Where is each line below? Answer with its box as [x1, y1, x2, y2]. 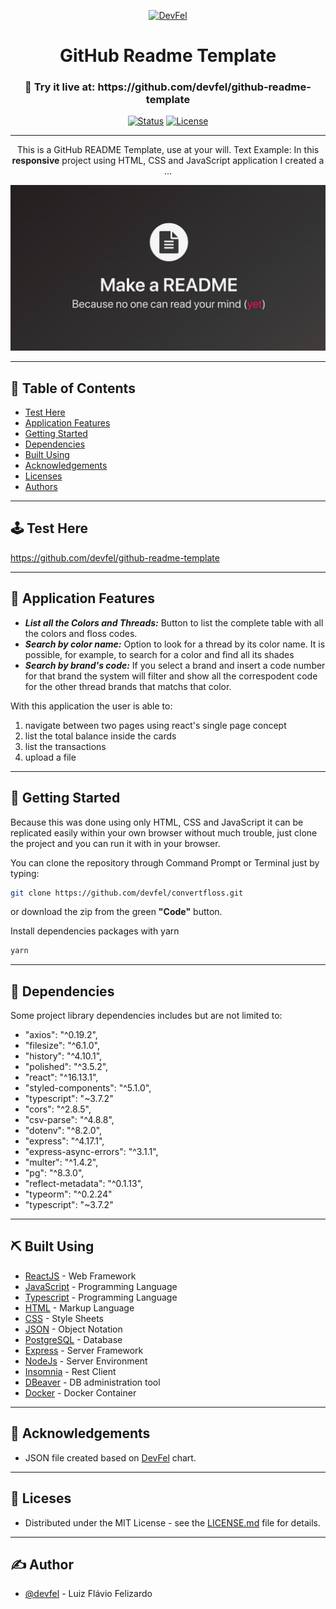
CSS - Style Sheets [24, 1312, 104, 1324]
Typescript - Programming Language [24, 1291, 178, 1303]
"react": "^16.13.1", [24, 1071, 99, 1084]
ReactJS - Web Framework [24, 1270, 137, 1282]
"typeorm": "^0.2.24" [24, 1188, 113, 1200]
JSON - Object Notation [24, 1323, 123, 1335]
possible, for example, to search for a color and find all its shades [24, 648, 295, 660]
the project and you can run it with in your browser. [10, 837, 221, 849]
